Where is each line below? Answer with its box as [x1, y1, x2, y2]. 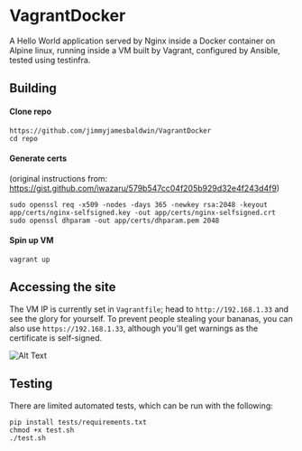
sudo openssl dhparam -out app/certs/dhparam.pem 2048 [9, 216, 220, 225]
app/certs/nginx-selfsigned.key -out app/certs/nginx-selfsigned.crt [9, 208, 277, 217]
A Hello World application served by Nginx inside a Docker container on [9, 35, 276, 46]
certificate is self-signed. [9, 332, 103, 343]
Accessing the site [9, 279, 116, 295]
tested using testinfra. [9, 54, 91, 65]
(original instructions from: [9, 173, 108, 183]
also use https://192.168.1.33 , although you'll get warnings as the [9, 323, 259, 334]
